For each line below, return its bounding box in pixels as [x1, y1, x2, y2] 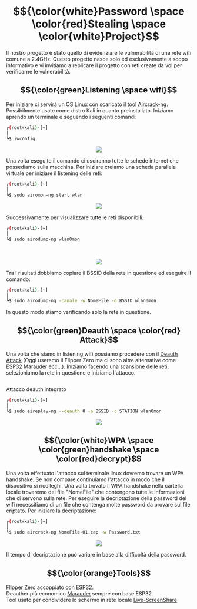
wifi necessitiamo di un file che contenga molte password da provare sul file [6, 501, 191, 508]
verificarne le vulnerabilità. [6, 68, 71, 75]
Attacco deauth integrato [6, 386, 66, 393]
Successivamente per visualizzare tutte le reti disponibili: [6, 214, 144, 221]
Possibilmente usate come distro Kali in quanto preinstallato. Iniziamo [6, 107, 174, 114]
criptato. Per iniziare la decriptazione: [6, 507, 97, 514]
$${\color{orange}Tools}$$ [46, 568, 151, 578]
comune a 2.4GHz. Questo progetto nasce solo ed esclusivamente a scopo [6, 55, 188, 62]
